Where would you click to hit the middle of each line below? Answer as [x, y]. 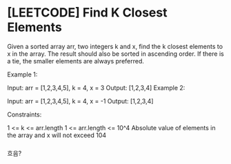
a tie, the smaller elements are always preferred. [76, 61]
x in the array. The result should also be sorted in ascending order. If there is [115, 54]
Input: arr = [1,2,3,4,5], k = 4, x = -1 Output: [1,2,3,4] [80, 101]
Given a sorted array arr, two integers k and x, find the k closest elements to [115, 46]
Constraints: [24, 114]
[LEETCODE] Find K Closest [87, 13]
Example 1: [22, 74]
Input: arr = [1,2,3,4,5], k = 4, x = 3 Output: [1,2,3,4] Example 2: [96, 88]
